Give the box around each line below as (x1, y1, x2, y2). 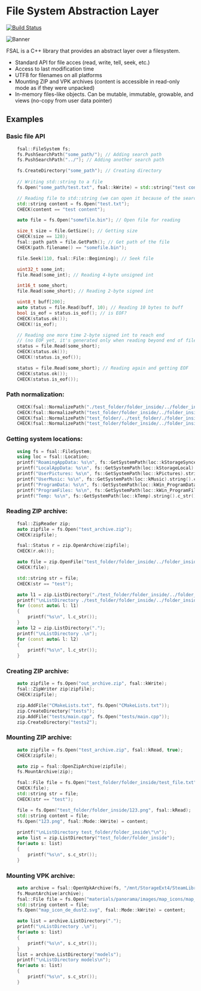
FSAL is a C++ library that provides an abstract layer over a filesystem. (6, 47, 181, 54)
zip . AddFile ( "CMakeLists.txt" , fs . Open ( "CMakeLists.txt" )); (17, 703, 170, 709)
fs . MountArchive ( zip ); (17, 769, 74, 775)
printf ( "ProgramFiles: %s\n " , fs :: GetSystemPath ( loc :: (17, 487, 157, 493)
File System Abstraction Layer (6, 4, 159, 18)
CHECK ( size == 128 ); (17, 233, 68, 240)
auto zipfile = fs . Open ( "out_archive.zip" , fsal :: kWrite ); (17, 680, 167, 686)
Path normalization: (6, 390, 65, 399)
